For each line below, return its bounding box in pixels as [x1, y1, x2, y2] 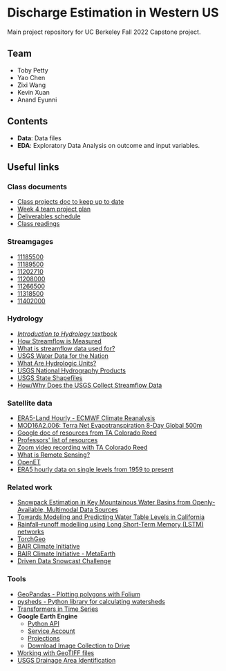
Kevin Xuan [17, 88, 50, 96]
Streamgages [7, 237, 54, 247]
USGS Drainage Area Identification [17, 656, 116, 664]
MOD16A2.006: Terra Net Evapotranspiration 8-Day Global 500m [17, 422, 203, 430]
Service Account [27, 627, 75, 635]
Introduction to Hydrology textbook [17, 330, 117, 338]
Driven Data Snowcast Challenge [17, 557, 111, 565]
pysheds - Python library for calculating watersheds [17, 597, 166, 605]
